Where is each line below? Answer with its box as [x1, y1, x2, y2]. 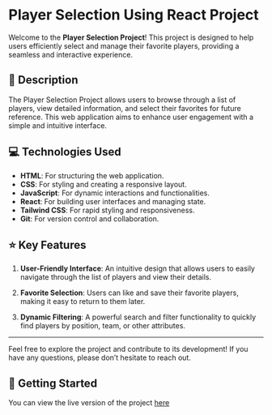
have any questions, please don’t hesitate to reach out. [8, 353, 192, 362]
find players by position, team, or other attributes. [19, 321, 186, 331]
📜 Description [8, 73, 79, 87]
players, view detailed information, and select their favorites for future [8, 103, 241, 113]
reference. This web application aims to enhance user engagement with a [8, 112, 253, 122]
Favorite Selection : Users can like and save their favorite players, [19, 288, 239, 297]
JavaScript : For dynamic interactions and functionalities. [19, 188, 210, 198]
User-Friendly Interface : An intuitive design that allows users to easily [19, 263, 255, 273]
